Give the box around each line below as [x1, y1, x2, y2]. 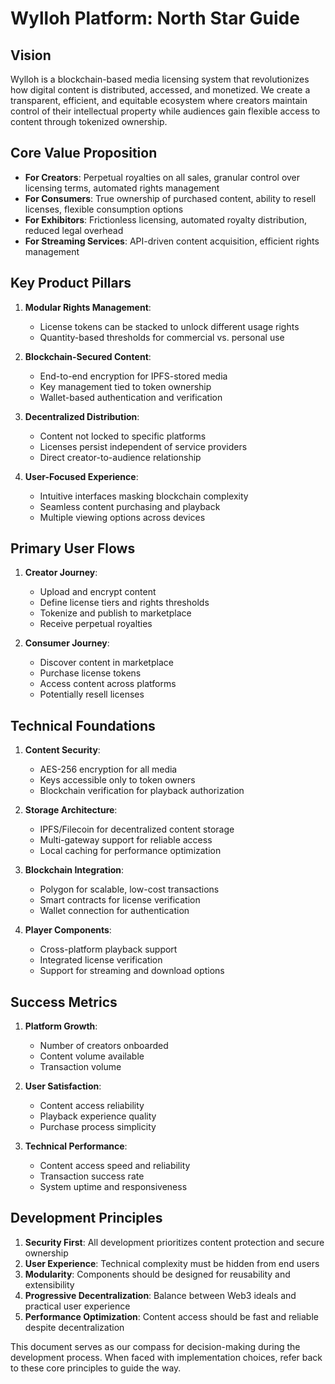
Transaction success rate [39, 1170, 145, 1182]
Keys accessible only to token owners [39, 774, 196, 786]
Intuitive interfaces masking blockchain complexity [39, 490, 249, 502]
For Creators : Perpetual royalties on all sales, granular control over [24, 171, 301, 183]
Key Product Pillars [10, 275, 132, 292]
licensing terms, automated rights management [24, 182, 220, 194]
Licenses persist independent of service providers [39, 440, 248, 452]
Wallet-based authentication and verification [39, 391, 223, 403]
